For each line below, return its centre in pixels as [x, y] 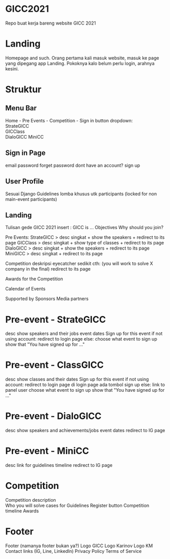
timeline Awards [22, 511]
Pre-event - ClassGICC [55, 365]
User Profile [25, 181]
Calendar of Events [26, 289]
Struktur [23, 90]
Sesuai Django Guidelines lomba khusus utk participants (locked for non [81, 194]
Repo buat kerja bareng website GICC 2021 [51, 23]
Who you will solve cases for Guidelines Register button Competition [77, 505]
